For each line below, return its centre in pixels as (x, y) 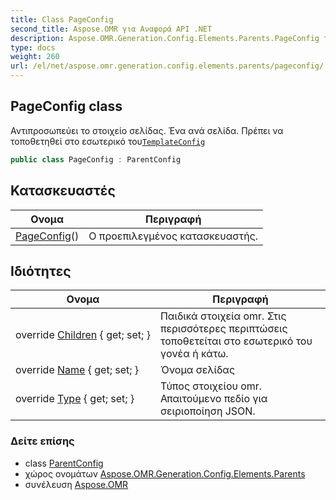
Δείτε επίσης (42, 441)
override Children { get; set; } (83, 335)
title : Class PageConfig (62, 19)
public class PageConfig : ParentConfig (96, 159)
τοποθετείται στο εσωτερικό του (236, 341)
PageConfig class (66, 106)
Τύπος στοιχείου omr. (211, 386)
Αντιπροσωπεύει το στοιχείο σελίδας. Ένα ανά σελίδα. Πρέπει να (147, 130)
